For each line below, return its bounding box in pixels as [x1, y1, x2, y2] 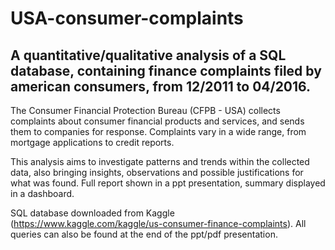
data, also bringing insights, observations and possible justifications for [10, 167, 304, 178]
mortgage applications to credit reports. [10, 137, 175, 148]
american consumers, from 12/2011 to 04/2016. [10, 78, 312, 95]
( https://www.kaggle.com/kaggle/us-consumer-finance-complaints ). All [10, 218, 307, 229]
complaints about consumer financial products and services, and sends [10, 115, 305, 127]
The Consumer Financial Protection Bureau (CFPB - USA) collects [10, 105, 281, 116]
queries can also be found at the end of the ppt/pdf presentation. [10, 228, 278, 240]
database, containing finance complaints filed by [10, 62, 322, 79]
